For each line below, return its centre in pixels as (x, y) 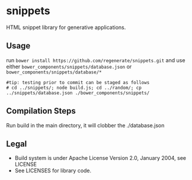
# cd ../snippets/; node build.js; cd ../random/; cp (74, 88)
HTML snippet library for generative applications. (66, 27)
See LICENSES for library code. (53, 171)
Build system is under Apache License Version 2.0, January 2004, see (100, 158)
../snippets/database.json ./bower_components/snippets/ (78, 93)
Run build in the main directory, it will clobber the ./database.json (85, 125)
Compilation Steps (41, 111)
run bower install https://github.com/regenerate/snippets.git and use (96, 60)
